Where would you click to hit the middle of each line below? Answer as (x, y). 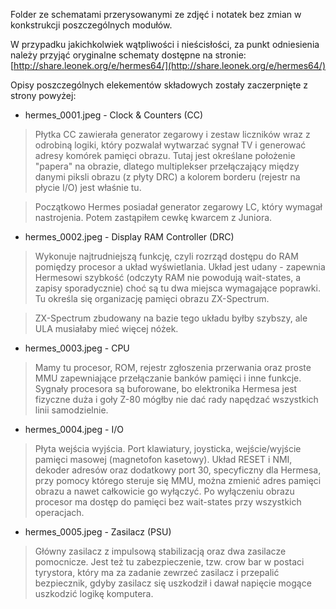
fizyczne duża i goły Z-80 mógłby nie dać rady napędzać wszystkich (176, 399)
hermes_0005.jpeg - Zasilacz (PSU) (98, 532)
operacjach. (59, 512)
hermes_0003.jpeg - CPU (77, 348)
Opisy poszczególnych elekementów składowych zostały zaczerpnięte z (159, 85)
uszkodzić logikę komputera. (94, 593)
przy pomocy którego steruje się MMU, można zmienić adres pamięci (178, 480)
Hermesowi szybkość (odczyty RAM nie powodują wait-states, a (168, 277)
